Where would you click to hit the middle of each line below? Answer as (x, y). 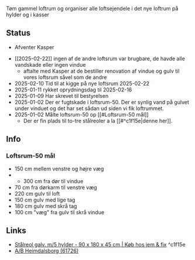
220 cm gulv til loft (37, 193)
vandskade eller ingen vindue (50, 64)
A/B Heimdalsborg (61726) (47, 251)
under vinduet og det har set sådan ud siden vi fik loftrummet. (89, 108)
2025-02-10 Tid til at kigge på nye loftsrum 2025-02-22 (82, 83)
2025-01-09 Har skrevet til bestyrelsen (61, 95)
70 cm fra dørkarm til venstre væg (56, 187)
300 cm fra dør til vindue (53, 181)
